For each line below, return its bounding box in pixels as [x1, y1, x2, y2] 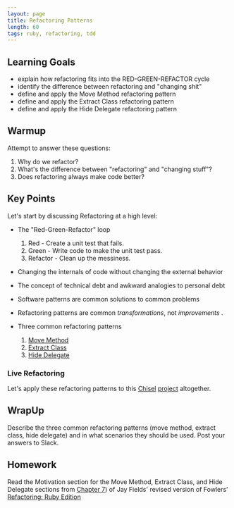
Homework [7, 459, 57, 471]
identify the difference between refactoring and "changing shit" [17, 82, 202, 91]
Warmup [7, 125, 46, 137]
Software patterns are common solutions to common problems [17, 295, 199, 303]
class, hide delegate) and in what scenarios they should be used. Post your [7, 430, 226, 439]
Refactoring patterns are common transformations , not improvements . [17, 308, 223, 317]
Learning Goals [7, 56, 76, 68]
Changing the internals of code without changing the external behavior [17, 267, 223, 275]
